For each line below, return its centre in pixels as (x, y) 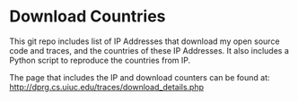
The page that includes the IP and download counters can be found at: (140, 77)
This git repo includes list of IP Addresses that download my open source (145, 41)
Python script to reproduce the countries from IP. (100, 60)
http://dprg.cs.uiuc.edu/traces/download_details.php (107, 87)
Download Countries (88, 17)
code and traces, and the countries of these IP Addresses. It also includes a (149, 50)
